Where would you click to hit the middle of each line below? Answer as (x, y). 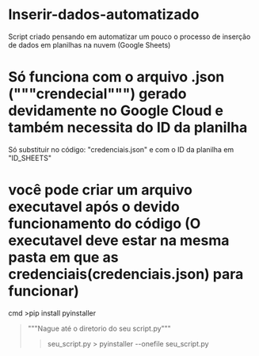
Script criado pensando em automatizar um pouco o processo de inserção (129, 36)
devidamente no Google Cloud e (116, 111)
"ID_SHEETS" (30, 158)
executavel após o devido (94, 207)
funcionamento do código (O (105, 224)
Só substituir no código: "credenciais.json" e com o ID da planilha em (121, 149)
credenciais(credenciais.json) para (126, 274)
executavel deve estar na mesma (119, 241)
